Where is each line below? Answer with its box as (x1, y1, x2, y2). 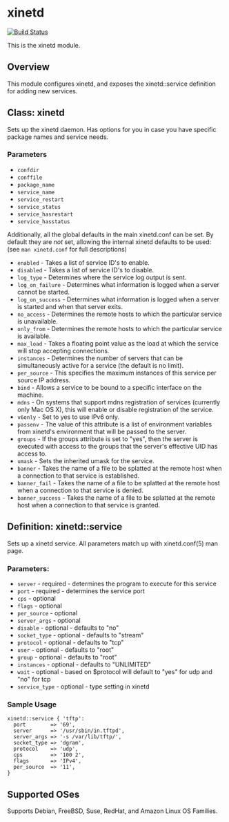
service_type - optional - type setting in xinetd (17, 682, 150, 691)
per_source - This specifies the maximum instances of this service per (17, 368, 217, 377)
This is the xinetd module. (7, 41, 81, 49)
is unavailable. (17, 317, 59, 326)
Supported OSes (7, 788, 80, 800)
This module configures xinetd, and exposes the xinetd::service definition (7, 80, 216, 88)
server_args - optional (17, 616, 81, 624)
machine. (17, 391, 44, 399)
